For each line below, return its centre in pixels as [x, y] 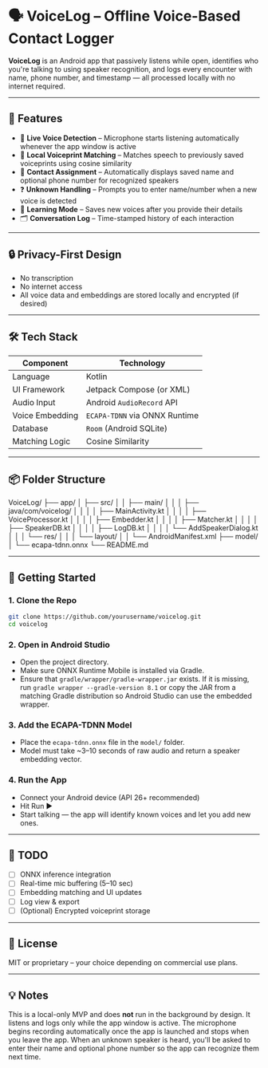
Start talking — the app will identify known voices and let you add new [135, 814]
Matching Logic [41, 442]
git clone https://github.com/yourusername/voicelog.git [105, 617]
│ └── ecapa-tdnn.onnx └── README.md [79, 545]
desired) [33, 303]
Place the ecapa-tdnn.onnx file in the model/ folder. [102, 743]
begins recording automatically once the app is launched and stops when [129, 1031]
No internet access [51, 286]
